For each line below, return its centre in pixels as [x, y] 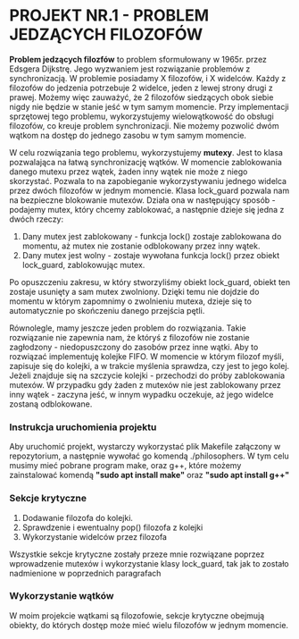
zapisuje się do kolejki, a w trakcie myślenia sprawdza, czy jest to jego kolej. [149, 366]
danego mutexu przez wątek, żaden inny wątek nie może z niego [129, 172]
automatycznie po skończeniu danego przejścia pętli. [107, 310]
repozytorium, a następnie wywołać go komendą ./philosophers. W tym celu [149, 456]
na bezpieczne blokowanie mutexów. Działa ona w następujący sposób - [142, 200]
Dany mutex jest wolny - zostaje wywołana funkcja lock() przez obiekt [150, 255]
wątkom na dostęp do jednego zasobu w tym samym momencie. [128, 135]
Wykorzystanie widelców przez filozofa [95, 536]
